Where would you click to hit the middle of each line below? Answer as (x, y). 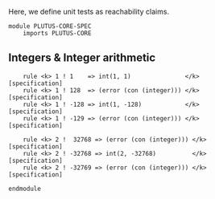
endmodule (25, 189)
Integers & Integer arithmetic (82, 58)
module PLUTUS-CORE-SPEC (50, 26)
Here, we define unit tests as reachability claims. (89, 12)
